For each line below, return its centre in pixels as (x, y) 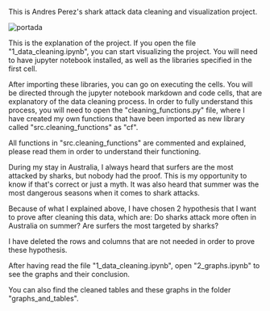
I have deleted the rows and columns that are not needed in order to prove (132, 241)
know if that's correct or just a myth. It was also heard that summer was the (134, 184)
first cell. (23, 69)
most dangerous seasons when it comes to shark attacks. (104, 193)
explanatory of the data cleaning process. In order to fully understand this (131, 101)
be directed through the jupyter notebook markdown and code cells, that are (135, 93)
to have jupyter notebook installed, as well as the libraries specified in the (130, 60)
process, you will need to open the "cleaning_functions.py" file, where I (127, 110)
